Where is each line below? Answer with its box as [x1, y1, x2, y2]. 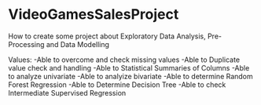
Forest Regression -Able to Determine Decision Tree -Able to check [8, 80, 226, 89]
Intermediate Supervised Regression [8, 88, 127, 97]
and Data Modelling [46, 39, 110, 49]
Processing [8, 39, 45, 49]
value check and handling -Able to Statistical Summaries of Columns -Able [8, 63, 250, 72]
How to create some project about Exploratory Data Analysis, [8, 31, 206, 41]
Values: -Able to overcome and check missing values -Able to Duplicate [8, 55, 241, 64]
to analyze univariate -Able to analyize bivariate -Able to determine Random [8, 71, 253, 81]
